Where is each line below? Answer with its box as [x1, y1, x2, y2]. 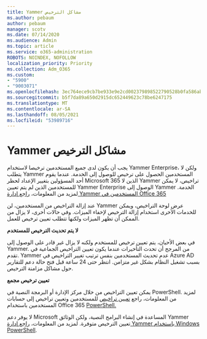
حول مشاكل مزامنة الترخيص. [7, 265, 73, 272]
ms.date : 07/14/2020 [7, 32, 60, 38]
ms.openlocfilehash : [7, 89, 60, 95]
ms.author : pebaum [7, 15, 54, 21]
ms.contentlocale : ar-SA [7, 105, 71, 112]
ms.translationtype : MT [7, 100, 68, 106]
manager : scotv [7, 26, 46, 32]
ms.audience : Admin [7, 37, 57, 44]
